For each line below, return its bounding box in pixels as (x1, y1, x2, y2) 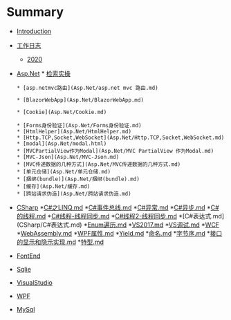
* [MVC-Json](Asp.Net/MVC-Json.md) (16, 153, 120, 160)
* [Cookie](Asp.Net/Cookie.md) (16, 109, 107, 115)
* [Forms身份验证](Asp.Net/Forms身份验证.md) (16, 122, 142, 129)
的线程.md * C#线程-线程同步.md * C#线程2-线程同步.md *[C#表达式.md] (16, 211, 225, 220)
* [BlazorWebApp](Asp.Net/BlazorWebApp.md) (16, 96, 145, 104)
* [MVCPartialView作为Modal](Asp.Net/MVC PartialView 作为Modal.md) (16, 147, 214, 154)
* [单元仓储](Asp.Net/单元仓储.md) (16, 168, 111, 175)
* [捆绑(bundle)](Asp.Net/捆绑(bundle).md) (16, 176, 140, 182)
